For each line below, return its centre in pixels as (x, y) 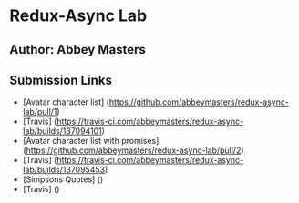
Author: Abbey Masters (77, 50)
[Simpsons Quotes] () (63, 179)
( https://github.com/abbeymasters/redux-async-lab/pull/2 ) (133, 150)
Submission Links (61, 80)
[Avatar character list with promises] (91, 141)
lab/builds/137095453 (64, 170)
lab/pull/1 (40, 112)
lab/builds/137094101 (62, 131)
